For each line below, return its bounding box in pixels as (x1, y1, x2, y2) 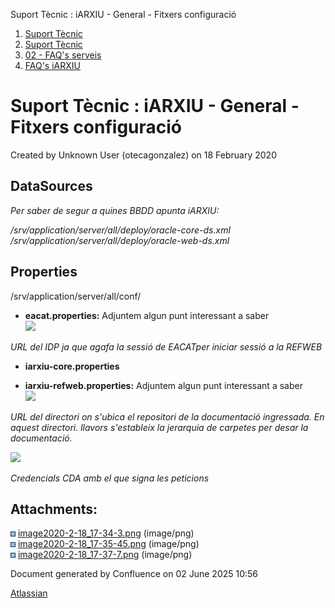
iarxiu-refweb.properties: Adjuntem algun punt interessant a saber (24, 379, 303, 391)
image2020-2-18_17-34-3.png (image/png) (17, 527, 195, 539)
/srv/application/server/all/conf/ (10, 290, 142, 302)
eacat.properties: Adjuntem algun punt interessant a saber (24, 309, 270, 321)
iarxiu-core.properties (24, 360, 120, 372)
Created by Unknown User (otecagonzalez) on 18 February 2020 (10, 149, 277, 161)
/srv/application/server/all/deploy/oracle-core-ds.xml (10, 224, 231, 236)
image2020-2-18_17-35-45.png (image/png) (17, 538, 200, 550)
